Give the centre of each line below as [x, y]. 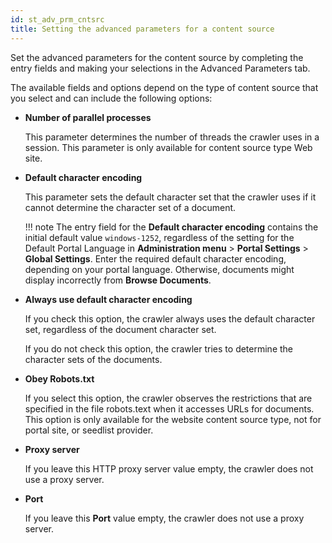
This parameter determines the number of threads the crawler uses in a [172, 137]
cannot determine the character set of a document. [130, 207]
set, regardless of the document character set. [120, 329]
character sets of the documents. [93, 359]
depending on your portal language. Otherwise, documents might [159, 269]
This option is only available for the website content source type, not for [173, 419]
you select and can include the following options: [111, 98]
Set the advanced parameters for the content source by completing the [157, 57]
